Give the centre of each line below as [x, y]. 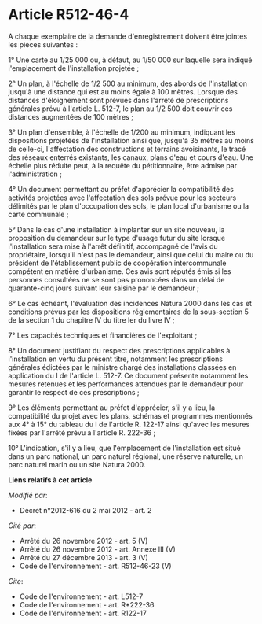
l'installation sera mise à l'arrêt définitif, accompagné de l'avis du [113, 246]
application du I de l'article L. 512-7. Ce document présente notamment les [128, 375]
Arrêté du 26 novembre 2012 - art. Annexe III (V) [98, 549]
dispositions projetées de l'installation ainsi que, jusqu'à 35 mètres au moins [131, 140]
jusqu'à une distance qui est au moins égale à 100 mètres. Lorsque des [123, 91]
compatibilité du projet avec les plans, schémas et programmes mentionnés [130, 415]
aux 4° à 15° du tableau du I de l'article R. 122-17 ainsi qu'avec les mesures [129, 424]
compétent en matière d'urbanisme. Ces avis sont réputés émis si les [120, 271]
